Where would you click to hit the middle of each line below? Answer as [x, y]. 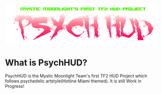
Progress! [15, 86]
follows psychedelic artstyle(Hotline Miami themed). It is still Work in [73, 81]
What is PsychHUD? [46, 63]
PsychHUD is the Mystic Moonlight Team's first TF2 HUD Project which [76, 76]
